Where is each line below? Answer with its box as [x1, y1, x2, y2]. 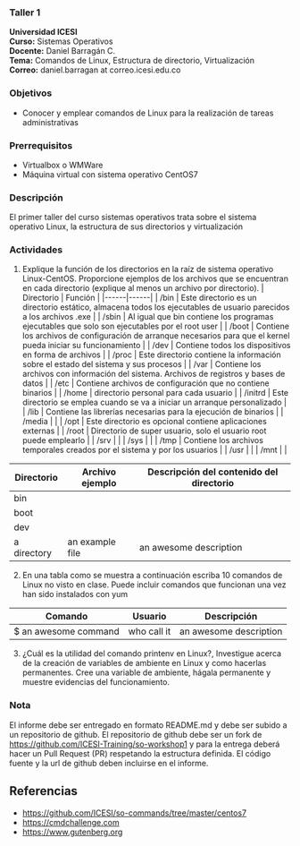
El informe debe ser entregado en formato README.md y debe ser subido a [9, 719, 287, 731]
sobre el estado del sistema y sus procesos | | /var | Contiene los [21, 359, 262, 370]
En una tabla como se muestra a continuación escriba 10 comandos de [21, 570, 283, 581]
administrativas [21, 116, 79, 127]
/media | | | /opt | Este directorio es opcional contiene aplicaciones [21, 416, 268, 427]
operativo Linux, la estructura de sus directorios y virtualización [9, 221, 244, 232]
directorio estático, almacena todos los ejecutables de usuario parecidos [21, 302, 290, 312]
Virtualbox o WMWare [21, 159, 104, 170]
